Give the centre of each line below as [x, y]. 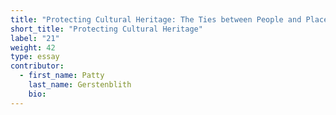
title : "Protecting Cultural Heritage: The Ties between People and [156, 19]
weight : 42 [33, 47]
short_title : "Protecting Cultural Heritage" [106, 29]
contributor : [37, 66]
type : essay [35, 57]
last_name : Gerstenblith [80, 85]
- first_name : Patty [62, 76]
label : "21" [35, 38]
